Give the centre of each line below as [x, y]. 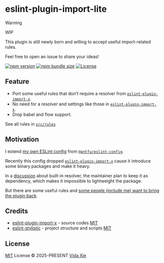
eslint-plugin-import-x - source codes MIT [55, 223]
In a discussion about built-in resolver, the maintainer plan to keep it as [77, 175]
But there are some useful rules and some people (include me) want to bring [82, 190]
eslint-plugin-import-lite [56, 9]
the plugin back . [21, 196]
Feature [17, 82]
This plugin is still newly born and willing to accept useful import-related [78, 42]
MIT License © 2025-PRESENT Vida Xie [46, 256]
